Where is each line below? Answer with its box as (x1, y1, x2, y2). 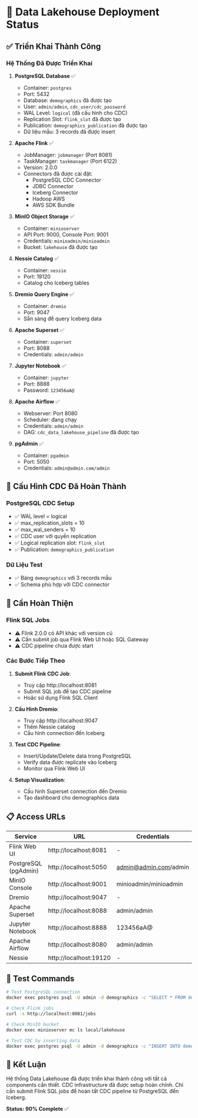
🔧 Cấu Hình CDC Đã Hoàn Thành (6, 481, 127, 491)
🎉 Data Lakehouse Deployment (6, 5, 160, 19)
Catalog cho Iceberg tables (23, 279, 90, 286)
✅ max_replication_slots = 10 (14, 519, 85, 526)
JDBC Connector (32, 182, 74, 189)
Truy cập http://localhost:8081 (23, 681, 97, 688)
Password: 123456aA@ (23, 386, 75, 394)
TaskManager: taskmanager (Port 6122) (23, 158, 117, 165)
